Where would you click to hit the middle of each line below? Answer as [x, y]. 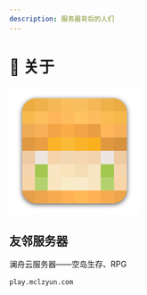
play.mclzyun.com [41, 282]
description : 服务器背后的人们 [62, 19]
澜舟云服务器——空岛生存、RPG [68, 265]
